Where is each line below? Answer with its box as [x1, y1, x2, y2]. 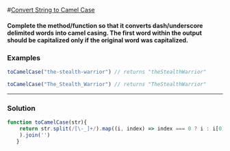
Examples [7, 53, 41, 62]
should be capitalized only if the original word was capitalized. [7, 36, 189, 44]
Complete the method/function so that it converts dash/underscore [7, 21, 203, 29]
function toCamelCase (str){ [7, 119, 88, 126]
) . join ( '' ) [19, 131, 51, 139]
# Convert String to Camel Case [7, 6, 95, 14]
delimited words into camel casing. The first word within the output [7, 29, 202, 37]
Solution [7, 103, 36, 113]
